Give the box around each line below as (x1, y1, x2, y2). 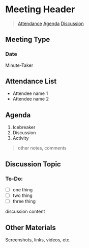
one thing (12, 186, 33, 192)
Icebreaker (12, 124, 36, 131)
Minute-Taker (5, 62, 34, 68)
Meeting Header (5, 4, 75, 15)
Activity (12, 135, 29, 141)
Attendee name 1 (12, 90, 48, 96)
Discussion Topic (5, 160, 61, 168)
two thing (12, 192, 33, 199)
